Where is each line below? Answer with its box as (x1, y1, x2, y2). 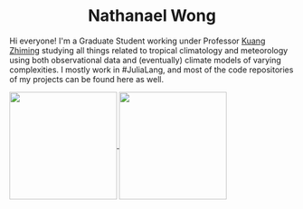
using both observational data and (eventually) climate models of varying (9, 54, 282, 65)
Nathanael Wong (87, 5, 217, 26)
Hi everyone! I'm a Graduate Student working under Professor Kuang (9, 35, 266, 46)
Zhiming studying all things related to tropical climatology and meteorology (9, 44, 289, 55)
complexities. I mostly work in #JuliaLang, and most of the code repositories (9, 64, 294, 75)
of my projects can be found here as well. (9, 73, 165, 84)
